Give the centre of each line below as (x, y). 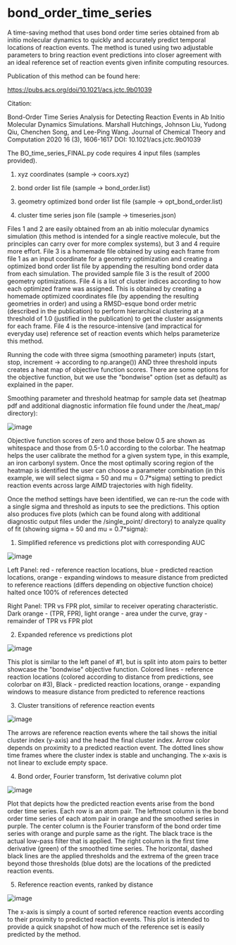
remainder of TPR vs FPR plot (50, 620)
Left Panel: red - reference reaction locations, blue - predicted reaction (110, 570)
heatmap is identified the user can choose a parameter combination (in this (116, 470)
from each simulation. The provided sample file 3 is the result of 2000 (108, 273)
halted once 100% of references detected (68, 592)
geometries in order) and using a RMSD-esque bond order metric (102, 303)
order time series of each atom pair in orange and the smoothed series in (113, 818)
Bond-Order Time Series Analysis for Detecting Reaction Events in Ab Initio (116, 117)
